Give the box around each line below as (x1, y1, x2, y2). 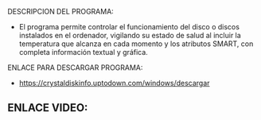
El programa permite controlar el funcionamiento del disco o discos (18, 22, 240, 31)
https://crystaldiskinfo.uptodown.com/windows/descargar (18, 79, 210, 87)
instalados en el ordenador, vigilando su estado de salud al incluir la (18, 31, 242, 40)
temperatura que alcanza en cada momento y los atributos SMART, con (18, 39, 254, 48)
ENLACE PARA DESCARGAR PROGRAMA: (7, 63, 143, 72)
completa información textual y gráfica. (18, 48, 148, 56)
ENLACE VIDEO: (7, 101, 88, 114)
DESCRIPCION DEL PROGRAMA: (7, 7, 115, 16)
